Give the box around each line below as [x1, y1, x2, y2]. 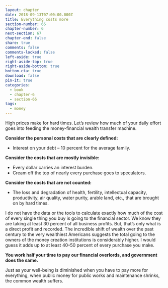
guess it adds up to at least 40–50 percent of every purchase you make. [5, 242, 154, 248]
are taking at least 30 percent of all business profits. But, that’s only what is [5, 221, 161, 226]
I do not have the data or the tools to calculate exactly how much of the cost [5, 210, 163, 216]
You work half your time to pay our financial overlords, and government [5, 252, 157, 258]
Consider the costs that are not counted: [5, 180, 92, 185]
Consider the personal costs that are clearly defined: [5, 135, 118, 141]
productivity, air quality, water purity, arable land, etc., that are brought [12, 195, 159, 201]
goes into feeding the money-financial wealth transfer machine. [5, 125, 137, 131]
